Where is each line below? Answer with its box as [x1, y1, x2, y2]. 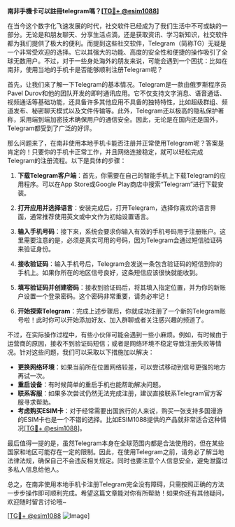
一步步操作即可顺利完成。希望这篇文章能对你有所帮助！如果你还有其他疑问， [7, 489, 228, 497]
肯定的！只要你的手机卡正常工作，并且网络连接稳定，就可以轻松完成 [7, 148, 204, 156]
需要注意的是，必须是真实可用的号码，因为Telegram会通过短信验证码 [23, 236, 222, 244]
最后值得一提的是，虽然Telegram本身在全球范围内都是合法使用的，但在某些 [7, 439, 225, 447]
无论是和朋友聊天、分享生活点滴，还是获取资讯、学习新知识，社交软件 [25, 31, 228, 38]
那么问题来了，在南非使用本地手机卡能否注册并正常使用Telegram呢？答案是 [7, 139, 225, 147]
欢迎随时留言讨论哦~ [7, 498, 67, 506]
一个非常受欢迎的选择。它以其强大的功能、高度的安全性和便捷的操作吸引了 [7, 48, 222, 56]
